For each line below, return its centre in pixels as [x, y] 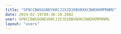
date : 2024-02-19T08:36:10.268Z [39, 14]
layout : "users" [22, 24]
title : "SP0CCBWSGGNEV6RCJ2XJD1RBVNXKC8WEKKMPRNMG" [61, 10]
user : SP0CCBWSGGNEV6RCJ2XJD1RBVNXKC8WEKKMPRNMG [57, 19]
